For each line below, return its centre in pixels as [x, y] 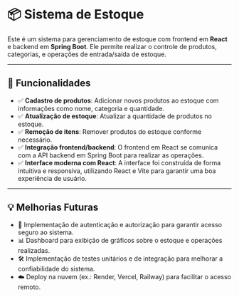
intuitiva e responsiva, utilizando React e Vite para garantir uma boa [117, 171]
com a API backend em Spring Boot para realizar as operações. [111, 155]
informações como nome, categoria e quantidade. [91, 108]
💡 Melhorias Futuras [53, 208]
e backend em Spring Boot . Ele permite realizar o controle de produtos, [112, 46]
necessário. [35, 140]
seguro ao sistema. [46, 232]
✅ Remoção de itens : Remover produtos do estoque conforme [110, 131]
